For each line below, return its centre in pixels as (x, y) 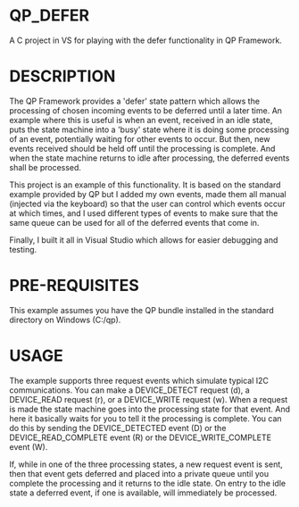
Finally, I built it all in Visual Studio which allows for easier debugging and (144, 240)
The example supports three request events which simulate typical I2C (139, 380)
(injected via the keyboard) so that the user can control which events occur (147, 204)
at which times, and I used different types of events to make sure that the (144, 213)
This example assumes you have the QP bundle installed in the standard (141, 310)
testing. (23, 249)
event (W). (29, 446)
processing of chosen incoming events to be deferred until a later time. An (146, 110)
